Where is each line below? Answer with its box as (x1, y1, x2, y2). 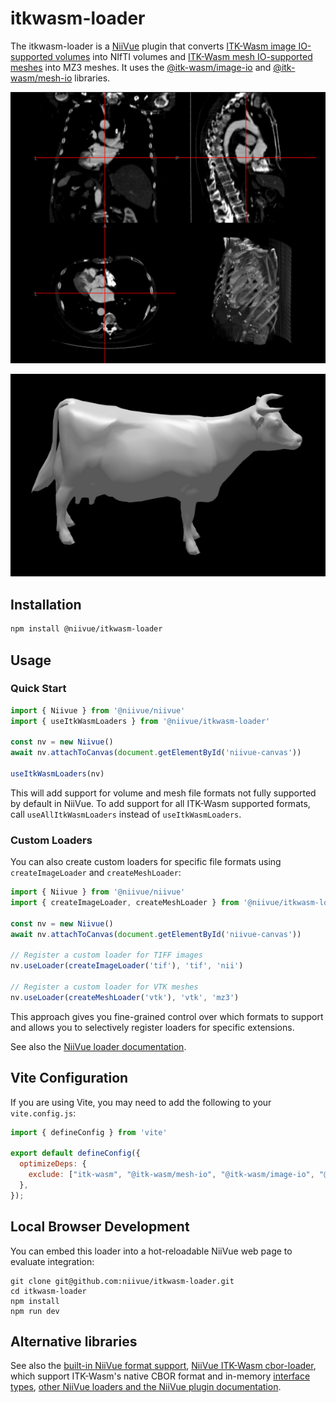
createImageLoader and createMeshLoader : (10, 867, 182, 879)
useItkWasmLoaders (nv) (10, 769, 105, 779)
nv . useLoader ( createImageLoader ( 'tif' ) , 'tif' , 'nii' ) (10, 961, 244, 971)
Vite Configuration (10, 1070, 129, 1087)
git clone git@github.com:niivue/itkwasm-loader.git (10, 1276, 235, 1286)
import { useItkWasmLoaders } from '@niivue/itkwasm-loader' (10, 716, 271, 726)
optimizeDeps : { (19, 1159, 87, 1169)
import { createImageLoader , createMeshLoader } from (10, 898, 240, 908)
